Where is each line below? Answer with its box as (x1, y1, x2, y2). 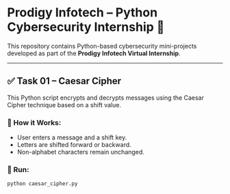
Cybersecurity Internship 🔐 (7, 19, 165, 35)
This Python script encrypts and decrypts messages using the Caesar (7, 94, 204, 102)
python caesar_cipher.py (7, 180, 78, 187)
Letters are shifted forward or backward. (16, 141, 131, 149)
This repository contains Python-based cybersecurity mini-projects (7, 42, 197, 50)
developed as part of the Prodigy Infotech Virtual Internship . (7, 49, 181, 57)
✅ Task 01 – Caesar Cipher (7, 75, 122, 87)
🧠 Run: (7, 165, 29, 174)
